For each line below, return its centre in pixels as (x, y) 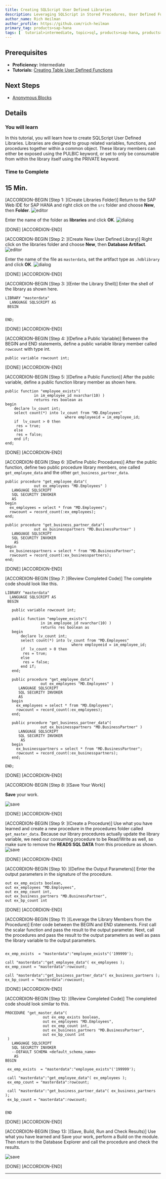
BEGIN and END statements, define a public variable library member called (81, 344)
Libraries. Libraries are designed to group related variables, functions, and (81, 143)
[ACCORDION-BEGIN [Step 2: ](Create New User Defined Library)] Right (79, 239)
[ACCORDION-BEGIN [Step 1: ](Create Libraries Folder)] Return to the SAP (81, 200)
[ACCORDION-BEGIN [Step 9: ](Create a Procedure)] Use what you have (79, 823)
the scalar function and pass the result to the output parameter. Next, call (80, 930)
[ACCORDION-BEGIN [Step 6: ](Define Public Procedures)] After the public (81, 462)
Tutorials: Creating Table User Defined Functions (62, 70)
